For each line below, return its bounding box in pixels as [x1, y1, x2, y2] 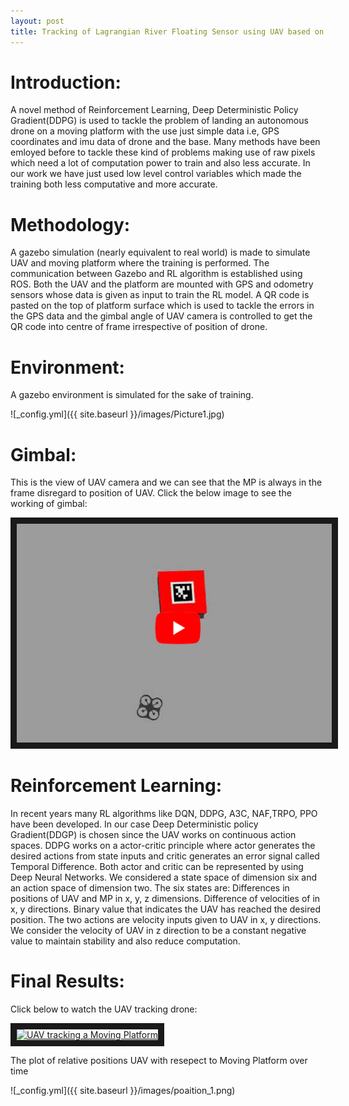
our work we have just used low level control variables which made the [10, 168, 302, 180]
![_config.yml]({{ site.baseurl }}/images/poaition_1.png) [10, 1085, 236, 1097]
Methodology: [10, 213, 131, 236]
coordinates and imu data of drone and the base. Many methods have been [10, 136, 321, 148]
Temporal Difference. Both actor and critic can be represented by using [10, 861, 304, 873]
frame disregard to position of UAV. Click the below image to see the [10, 487, 292, 499]
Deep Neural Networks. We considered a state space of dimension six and [10, 871, 318, 884]
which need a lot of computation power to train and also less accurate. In [10, 157, 311, 169]
